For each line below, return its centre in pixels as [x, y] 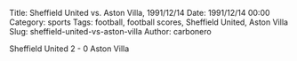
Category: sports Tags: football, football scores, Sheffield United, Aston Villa [149, 22]
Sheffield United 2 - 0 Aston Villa [69, 49]
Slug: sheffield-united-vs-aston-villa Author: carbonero [110, 31]
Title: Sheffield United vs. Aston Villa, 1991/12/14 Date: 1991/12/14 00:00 [140, 13]
